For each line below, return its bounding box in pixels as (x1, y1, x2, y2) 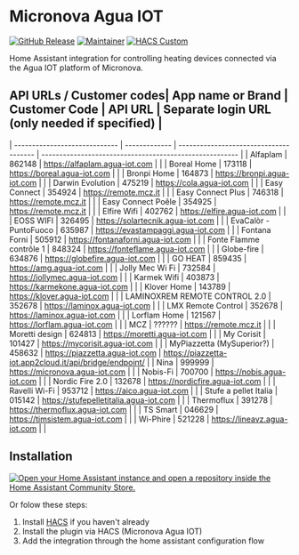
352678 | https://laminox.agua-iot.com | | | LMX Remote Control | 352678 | (9, 300, 283, 310)
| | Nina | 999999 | (146, 357, 214, 367)
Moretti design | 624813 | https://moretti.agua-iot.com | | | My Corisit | (9, 328, 266, 339)
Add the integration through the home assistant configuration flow (21, 535, 265, 546)
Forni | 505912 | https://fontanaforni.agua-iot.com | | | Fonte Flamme (9, 234, 260, 245)
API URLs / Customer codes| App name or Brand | (9, 88, 289, 103)
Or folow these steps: (9, 499, 88, 510)
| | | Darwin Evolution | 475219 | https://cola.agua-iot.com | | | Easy (38, 177, 283, 188)
